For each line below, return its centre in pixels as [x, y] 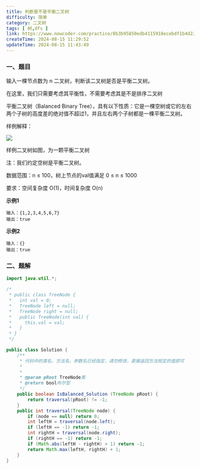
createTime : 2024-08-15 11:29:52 [48, 39]
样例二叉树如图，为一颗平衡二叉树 [48, 150]
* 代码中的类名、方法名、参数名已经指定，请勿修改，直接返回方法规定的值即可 [102, 361]
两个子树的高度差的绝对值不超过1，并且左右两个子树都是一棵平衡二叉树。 [96, 114]
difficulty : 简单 [27, 17]
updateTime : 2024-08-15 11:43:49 [48, 45]
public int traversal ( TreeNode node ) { [66, 411]
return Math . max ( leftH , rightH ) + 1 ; [74, 449]
